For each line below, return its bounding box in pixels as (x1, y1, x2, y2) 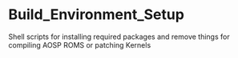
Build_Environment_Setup (8, 6, 184, 24)
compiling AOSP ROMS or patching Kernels (8, 40, 151, 49)
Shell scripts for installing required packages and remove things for (8, 32, 230, 41)
